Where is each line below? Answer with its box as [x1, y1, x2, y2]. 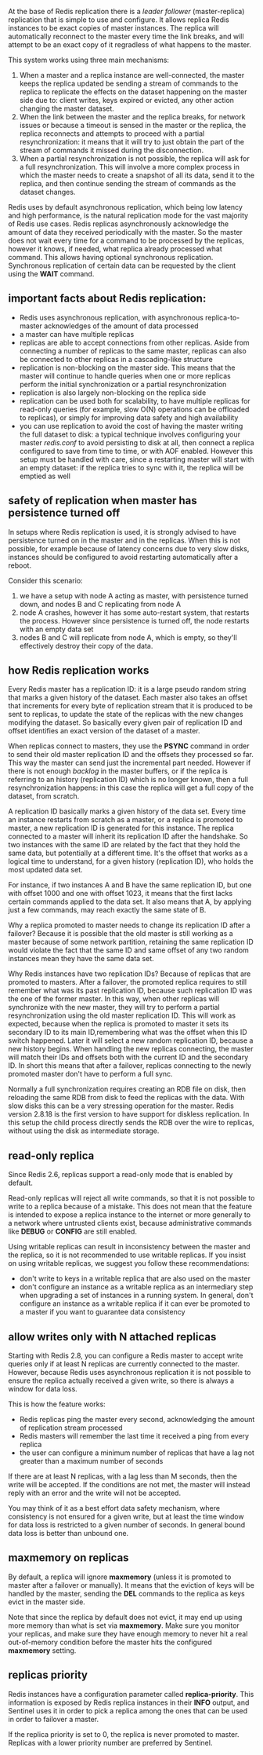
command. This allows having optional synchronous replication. [8, 253, 214, 261]
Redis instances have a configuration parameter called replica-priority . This [8, 1689, 254, 1698]
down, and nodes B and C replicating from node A [19, 599, 182, 609]
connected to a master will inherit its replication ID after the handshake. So [8, 832, 248, 841]
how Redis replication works [8, 664, 150, 678]
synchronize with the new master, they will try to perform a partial [8, 1003, 221, 1012]
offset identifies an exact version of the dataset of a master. [8, 726, 201, 736]
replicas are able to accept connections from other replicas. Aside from [19, 338, 250, 347]
